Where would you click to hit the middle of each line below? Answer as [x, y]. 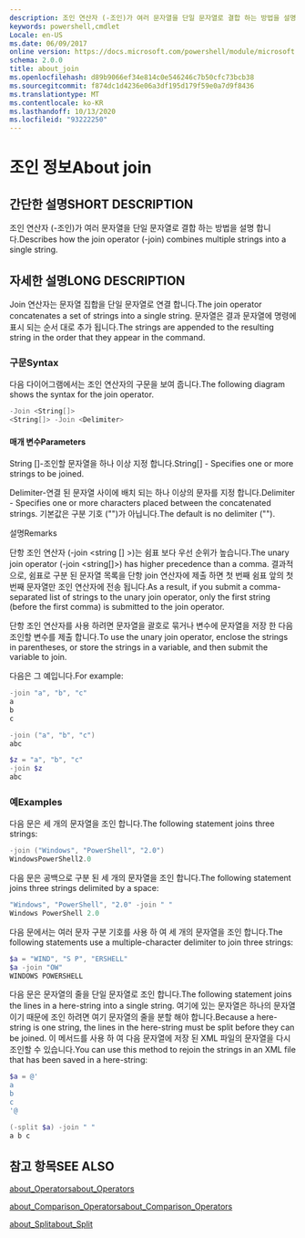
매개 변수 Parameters [48, 441]
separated [29, 597]
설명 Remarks [33, 533]
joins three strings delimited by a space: [84, 888]
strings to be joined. [47, 474]
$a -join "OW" [36, 967]
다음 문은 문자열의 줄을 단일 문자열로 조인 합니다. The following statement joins [151, 994]
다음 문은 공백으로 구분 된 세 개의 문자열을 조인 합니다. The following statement [150, 878]
